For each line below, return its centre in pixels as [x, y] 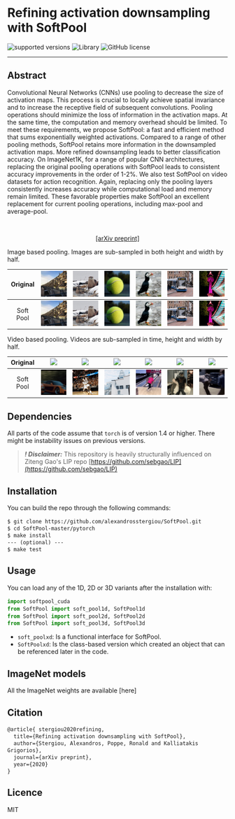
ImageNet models [47, 673]
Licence [25, 793]
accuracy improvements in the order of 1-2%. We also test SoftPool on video [117, 174]
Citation [25, 712]
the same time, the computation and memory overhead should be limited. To [117, 122]
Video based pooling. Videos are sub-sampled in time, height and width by [115, 339]
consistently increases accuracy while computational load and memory [109, 189]
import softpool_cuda [39, 601]
